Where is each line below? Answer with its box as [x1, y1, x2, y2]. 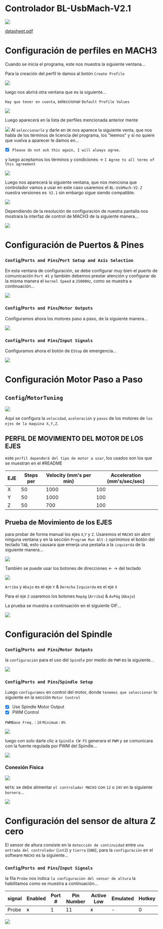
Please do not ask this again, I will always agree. [12, 148, 121, 153]
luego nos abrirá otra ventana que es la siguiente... [5, 89, 107, 95]
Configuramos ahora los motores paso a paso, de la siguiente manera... [5, 315, 148, 321]
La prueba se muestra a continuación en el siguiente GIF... [5, 602, 121, 608]
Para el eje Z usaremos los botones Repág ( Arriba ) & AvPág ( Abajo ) [5, 593, 136, 599]
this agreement [5, 161, 36, 167]
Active [91, 892, 107, 899]
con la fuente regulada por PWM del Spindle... [5, 743, 97, 749]
